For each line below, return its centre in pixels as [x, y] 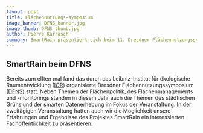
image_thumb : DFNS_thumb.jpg [43, 29]
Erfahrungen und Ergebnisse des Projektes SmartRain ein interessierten [95, 117]
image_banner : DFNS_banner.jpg [46, 23]
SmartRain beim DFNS [49, 64]
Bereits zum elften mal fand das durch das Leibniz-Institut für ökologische [98, 78]
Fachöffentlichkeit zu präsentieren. [50, 123]
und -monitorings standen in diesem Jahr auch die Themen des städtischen [101, 97]
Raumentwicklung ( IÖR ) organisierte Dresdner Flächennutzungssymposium [100, 85]
